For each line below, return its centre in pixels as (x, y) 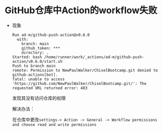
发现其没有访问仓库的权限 (39, 98)
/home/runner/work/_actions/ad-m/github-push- (94, 57)
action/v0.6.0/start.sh (37, 61)
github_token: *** (41, 48)
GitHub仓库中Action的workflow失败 (81, 10)
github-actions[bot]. (35, 75)
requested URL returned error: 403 (50, 88)
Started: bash (27, 57)
